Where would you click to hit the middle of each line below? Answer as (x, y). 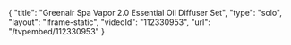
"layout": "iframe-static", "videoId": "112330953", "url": (110, 22)
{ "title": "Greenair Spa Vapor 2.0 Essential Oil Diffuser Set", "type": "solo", (145, 13)
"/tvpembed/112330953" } (56, 31)
